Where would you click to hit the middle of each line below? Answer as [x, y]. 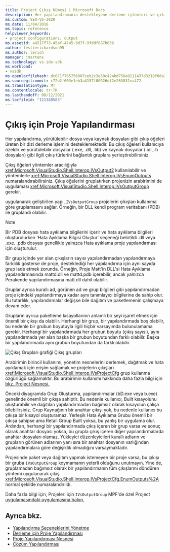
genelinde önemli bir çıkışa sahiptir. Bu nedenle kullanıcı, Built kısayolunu [81, 399]
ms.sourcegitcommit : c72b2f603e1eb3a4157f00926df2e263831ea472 [73, 81]
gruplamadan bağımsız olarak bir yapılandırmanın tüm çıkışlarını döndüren [82, 468]
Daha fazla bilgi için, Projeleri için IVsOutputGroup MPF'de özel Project [78, 494]
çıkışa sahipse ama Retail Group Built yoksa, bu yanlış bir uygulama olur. [80, 421]
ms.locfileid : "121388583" [34, 100]
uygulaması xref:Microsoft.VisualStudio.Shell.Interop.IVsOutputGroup [77, 186]
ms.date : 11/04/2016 [27, 24]
